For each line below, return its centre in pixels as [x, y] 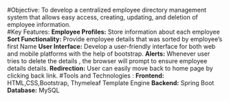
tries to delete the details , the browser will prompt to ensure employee [107, 61]
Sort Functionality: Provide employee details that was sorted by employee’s [115, 39]
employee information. [39, 24]
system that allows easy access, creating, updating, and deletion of [102, 17]
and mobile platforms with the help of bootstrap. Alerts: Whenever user [109, 54]
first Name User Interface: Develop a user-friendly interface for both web [111, 46]
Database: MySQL [33, 90]
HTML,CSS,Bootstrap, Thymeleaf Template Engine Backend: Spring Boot [111, 83]
